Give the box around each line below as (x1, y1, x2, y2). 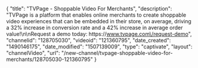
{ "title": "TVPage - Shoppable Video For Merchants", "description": (6, 5, 172, 12)
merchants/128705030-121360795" (6, 56, 94, 63)
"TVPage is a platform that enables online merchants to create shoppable (6, 11, 187, 18)
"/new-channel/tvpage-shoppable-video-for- (61, 50, 173, 56)
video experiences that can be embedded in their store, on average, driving (6, 18, 192, 24)
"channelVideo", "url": (6, 50, 61, 56)
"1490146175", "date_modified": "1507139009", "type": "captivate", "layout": (6, 43, 193, 50)
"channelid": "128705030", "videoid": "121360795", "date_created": (6, 37, 171, 44)
